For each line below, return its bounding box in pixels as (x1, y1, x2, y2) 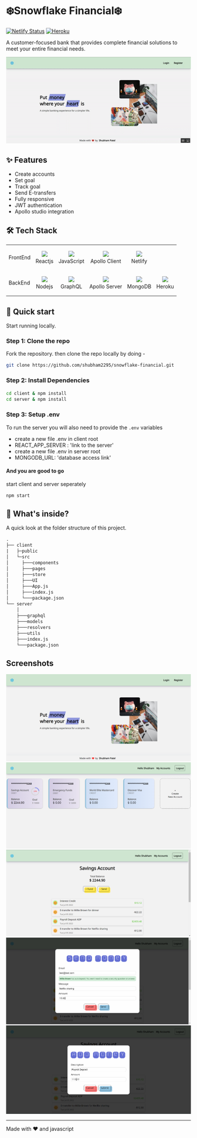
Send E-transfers (14, 189, 56, 196)
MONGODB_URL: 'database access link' (14, 454, 111, 461)
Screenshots (6, 658, 54, 668)
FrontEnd (8, 254, 31, 261)
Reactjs (35, 257, 54, 265)
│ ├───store (6, 572, 46, 578)
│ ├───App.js (6, 584, 49, 590)
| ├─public (6, 548, 38, 554)
